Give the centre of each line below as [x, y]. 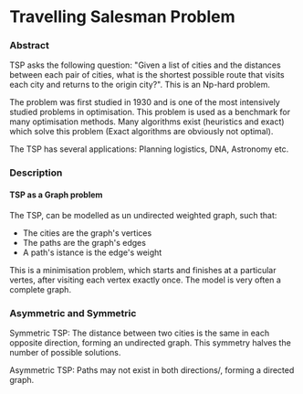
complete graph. [40, 289]
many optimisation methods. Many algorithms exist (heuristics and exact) [147, 122]
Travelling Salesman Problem [122, 17]
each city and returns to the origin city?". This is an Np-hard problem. [140, 85]
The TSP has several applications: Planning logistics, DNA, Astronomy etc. [149, 149]
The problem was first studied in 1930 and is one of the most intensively [145, 102]
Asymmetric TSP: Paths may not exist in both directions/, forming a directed [152, 370]
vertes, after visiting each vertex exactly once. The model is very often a [145, 280]
